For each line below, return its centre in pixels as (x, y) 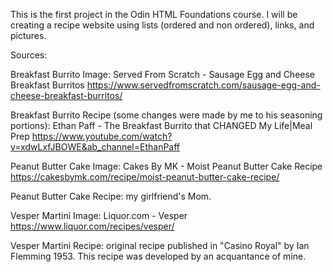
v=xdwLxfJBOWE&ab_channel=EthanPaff (95, 147)
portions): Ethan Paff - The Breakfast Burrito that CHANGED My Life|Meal (161, 125)
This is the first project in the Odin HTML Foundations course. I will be (154, 14)
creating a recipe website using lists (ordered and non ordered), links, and (162, 25)
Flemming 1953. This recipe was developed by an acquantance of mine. (158, 256)
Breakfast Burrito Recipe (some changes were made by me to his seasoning (166, 115)
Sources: (29, 55)
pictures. (28, 35)
